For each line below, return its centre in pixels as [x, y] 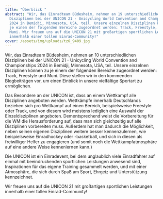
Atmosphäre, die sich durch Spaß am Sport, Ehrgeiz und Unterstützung [76, 172]
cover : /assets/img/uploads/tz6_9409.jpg [48, 41]
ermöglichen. [18, 86]
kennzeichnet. [19, 177]
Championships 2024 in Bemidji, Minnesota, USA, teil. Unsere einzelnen [77, 65]
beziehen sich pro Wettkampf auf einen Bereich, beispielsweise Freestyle [78, 105]
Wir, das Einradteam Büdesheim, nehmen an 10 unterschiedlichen [71, 55]
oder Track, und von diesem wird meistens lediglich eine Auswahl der [74, 111]
